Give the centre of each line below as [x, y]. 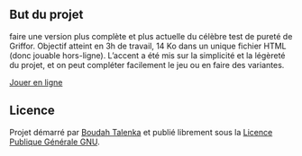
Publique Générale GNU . [55, 142]
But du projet [46, 15]
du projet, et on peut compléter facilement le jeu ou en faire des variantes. [147, 65]
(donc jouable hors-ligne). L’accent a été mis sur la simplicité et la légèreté [147, 55]
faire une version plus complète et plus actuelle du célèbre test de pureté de [151, 36]
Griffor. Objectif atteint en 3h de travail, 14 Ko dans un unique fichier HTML [148, 46]
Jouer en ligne [36, 82]
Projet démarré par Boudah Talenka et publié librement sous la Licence [141, 132]
